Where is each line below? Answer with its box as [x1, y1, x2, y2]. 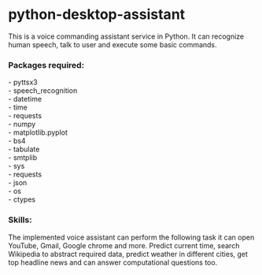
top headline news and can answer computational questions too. [8, 258, 218, 267]
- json [8, 178, 28, 188]
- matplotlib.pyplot [8, 128, 68, 137]
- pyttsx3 [8, 77, 38, 87]
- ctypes [8, 195, 36, 204]
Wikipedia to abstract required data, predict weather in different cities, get [8, 249, 248, 258]
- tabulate [8, 144, 40, 154]
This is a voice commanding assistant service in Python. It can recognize [8, 32, 245, 41]
